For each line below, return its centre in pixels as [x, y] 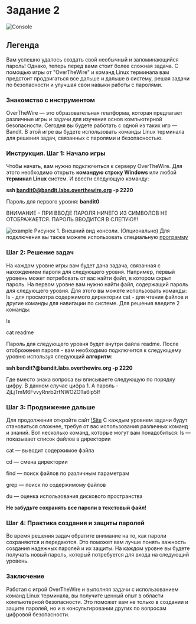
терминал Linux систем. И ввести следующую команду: [78, 179]
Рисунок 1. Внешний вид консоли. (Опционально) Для [102, 231]
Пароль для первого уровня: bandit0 [53, 202]
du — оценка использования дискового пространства [74, 496]
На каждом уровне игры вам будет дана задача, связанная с [84, 265]
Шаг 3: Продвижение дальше [51, 407]
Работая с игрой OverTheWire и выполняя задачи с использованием [92, 589]
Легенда [23, 45]
